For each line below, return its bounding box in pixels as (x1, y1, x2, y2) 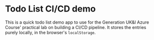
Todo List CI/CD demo (5, 3, 96, 14)
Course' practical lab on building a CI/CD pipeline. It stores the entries (5, 24, 146, 30)
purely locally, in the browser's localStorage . (5, 29, 96, 35)
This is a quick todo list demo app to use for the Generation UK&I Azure (5, 19, 150, 25)
